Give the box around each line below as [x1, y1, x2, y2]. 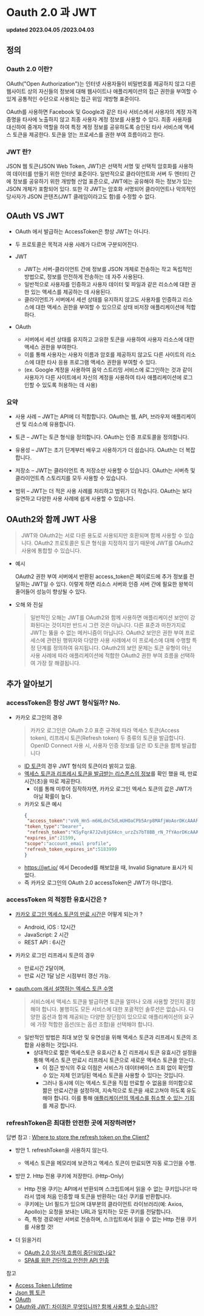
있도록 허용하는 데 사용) [42, 381, 98, 388]
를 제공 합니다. [42, 1101, 77, 1109]
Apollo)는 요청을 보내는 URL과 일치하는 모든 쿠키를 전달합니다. [24, 1208, 172, 1216]
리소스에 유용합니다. [28, 421, 76, 428]
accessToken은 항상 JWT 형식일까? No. [6, 698, 120, 707]
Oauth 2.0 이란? [6, 65, 53, 74]
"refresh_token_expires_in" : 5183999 [24, 846, 117, 852]
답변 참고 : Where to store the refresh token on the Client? [6, 1134, 150, 1141]
